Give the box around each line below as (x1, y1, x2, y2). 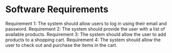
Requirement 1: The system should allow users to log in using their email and (5, 20, 167, 26)
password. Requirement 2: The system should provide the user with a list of (5, 25, 165, 32)
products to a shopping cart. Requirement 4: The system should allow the (5, 37, 161, 43)
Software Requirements (5, 4, 109, 15)
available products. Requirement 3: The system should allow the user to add (5, 31, 166, 37)
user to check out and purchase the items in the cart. (5, 42, 118, 48)
